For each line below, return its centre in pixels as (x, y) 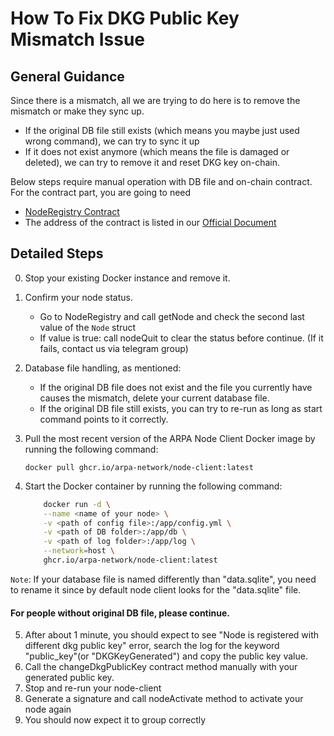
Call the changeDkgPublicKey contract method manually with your (161, 667)
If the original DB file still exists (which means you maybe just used (162, 130)
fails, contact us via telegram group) (114, 348)
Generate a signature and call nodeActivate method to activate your (164, 699)
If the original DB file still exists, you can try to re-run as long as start (181, 408)
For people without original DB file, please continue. (120, 613)
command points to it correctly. (104, 419)
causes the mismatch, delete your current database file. (154, 398)
